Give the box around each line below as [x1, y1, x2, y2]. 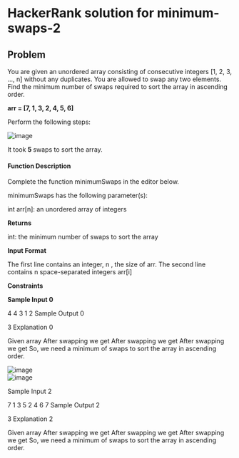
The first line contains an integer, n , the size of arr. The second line [7, 260, 206, 269]
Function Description [7, 162, 71, 170]
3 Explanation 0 [7, 323, 54, 332]
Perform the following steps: [7, 118, 91, 126]
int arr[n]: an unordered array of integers [7, 205, 127, 214]
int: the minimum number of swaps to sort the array [7, 233, 158, 241]
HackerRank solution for [7, 5, 155, 21]
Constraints [7, 281, 44, 290]
